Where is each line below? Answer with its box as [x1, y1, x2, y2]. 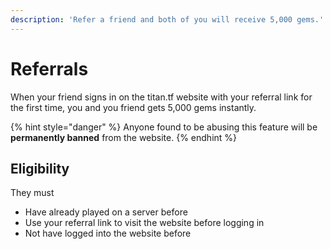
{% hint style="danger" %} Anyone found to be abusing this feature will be [10, 121, 318, 133]
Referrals [10, 57, 89, 80]
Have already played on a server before [24, 206, 188, 218]
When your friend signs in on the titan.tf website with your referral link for [10, 91, 313, 103]
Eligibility [10, 160, 70, 177]
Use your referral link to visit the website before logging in [24, 217, 265, 229]
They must [10, 187, 55, 199]
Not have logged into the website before [24, 227, 192, 240]
